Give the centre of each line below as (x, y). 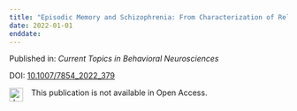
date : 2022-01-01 (41, 26)
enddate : (25, 33)
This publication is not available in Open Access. (119, 92)
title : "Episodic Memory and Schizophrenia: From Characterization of (142, 17)
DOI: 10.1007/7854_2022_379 (62, 76)
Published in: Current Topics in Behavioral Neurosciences (114, 59)
